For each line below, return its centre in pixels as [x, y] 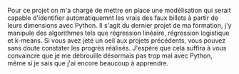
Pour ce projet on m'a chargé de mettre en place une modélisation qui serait [119, 10]
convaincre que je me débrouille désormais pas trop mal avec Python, [110, 55]
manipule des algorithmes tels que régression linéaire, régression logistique [118, 33]
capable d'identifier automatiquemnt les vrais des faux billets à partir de [113, 18]
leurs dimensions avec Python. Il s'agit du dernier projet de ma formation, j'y [119, 25]
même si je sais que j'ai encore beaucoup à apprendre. [88, 63]
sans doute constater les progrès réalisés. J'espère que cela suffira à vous [117, 48]
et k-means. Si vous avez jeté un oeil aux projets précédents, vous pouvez [117, 41]
